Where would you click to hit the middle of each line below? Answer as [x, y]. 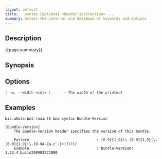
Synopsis [19, 65]
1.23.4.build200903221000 [31, 153]
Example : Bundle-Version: [74, 148]
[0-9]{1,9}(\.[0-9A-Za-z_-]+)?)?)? [41, 144]
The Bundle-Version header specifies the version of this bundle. [82, 131]
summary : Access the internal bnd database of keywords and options [76, 18]
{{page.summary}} [24, 50]
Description [23, 38]
